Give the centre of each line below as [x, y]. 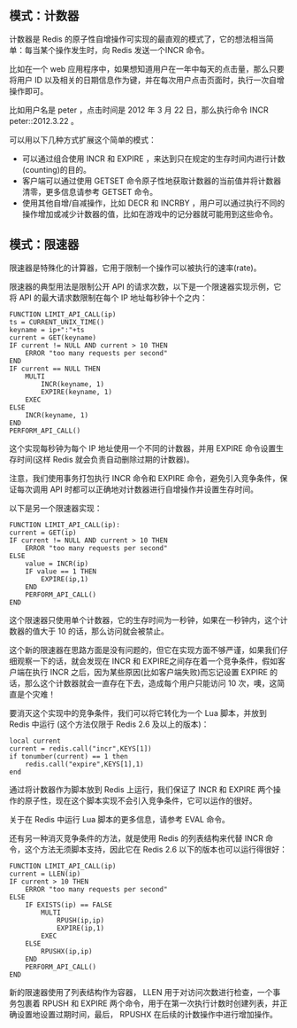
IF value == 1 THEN [61, 571]
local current [35, 741]
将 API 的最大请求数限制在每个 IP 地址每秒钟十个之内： [108, 297]
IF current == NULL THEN [55, 369]
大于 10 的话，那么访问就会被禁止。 [104, 631]
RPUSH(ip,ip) [80, 920]
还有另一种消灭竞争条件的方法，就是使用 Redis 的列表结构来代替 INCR [136, 838]
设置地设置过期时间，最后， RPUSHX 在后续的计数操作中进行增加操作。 [147, 1014]
